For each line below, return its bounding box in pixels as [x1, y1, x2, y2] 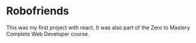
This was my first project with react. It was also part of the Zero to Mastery [6, 24, 190, 31]
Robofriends [6, 4, 69, 18]
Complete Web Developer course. [6, 30, 90, 37]
